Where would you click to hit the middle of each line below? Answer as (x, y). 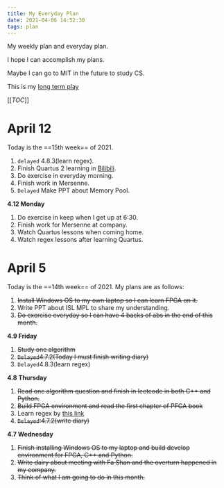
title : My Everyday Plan (43, 14)
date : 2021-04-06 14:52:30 (46, 20)
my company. (37, 470)
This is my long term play (43, 87)
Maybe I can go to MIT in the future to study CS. (76, 73)
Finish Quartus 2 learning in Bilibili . (67, 168)
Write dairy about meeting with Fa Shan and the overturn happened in (117, 462)
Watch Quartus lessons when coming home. (80, 232)
